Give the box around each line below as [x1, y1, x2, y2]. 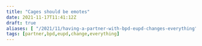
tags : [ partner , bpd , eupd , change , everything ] [6, 31, 120, 37]
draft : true [6, 20, 36, 26]
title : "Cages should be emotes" [6, 8, 90, 15]
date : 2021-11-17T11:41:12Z [6, 14, 77, 20]
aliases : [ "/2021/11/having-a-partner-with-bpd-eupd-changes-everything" [6, 25, 198, 32]
